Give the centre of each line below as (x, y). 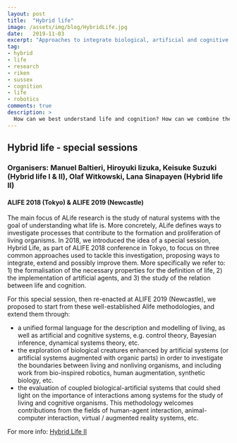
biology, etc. (36, 380)
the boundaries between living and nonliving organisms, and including (119, 365)
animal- (196, 410)
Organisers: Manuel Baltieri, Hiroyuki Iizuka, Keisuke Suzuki (112, 167)
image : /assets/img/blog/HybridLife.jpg (68, 27)
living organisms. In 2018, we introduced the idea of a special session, (109, 240)
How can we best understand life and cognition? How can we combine (116, 119)
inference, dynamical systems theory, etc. (78, 343)
